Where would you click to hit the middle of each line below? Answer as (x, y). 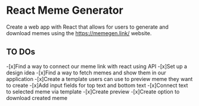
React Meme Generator (65, 10)
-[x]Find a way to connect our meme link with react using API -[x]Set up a (97, 66)
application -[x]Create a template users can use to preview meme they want (99, 79)
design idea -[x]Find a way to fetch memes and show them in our (86, 73)
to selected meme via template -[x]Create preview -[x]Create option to (93, 91)
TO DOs (21, 52)
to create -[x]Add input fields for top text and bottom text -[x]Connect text (97, 85)
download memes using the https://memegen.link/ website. (79, 33)
